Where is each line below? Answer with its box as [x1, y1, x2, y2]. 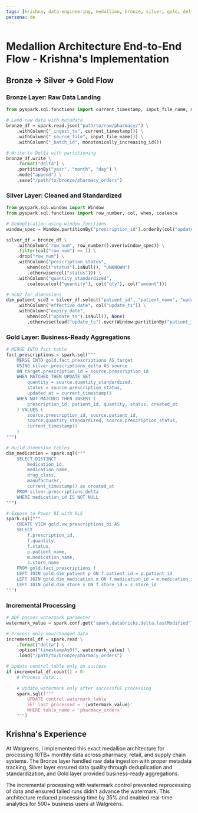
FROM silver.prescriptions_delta [16, 488, 99, 495]
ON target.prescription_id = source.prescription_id [16, 368, 149, 374]
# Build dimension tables [6, 445, 70, 450]
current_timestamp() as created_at [27, 484, 115, 489]
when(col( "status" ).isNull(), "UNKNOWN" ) [27, 265, 131, 270]
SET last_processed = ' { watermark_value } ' [27, 702, 133, 708]
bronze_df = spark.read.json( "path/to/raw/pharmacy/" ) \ [6, 123, 149, 129]
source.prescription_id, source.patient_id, [27, 412, 138, 418]
